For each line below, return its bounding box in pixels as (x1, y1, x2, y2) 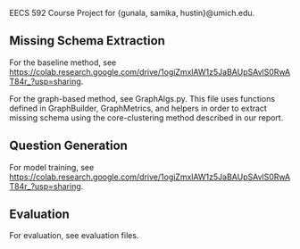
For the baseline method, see (9, 57, 117, 68)
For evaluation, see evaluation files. (9, 230, 139, 241)
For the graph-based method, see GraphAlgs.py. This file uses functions (9, 93, 275, 104)
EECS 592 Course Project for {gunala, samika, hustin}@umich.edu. (9, 8, 255, 18)
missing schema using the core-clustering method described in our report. (9, 112, 284, 123)
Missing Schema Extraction (9, 33, 165, 48)
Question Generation (9, 138, 128, 154)
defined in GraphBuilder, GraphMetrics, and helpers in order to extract (9, 103, 268, 113)
